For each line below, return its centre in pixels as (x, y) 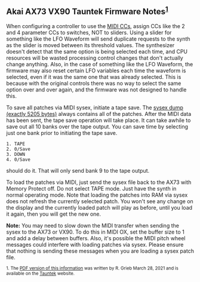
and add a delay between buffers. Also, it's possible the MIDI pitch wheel (96, 238)
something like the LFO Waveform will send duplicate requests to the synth (98, 39)
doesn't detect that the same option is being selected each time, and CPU (97, 51)
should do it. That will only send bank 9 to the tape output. (78, 170)
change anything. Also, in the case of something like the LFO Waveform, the (100, 64)
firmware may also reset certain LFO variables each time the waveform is (96, 70)
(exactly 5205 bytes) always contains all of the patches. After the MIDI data (99, 114)
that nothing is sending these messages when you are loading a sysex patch (100, 251)
